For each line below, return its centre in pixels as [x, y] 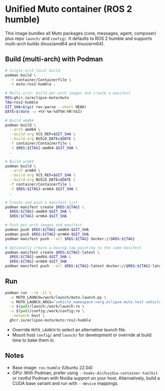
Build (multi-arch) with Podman [54, 59]
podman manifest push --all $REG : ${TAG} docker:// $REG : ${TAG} [70, 239]
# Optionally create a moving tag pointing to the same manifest [73, 248]
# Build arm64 [20, 161]
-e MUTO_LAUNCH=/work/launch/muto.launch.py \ [58, 297]
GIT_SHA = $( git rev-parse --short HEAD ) [46, 107]
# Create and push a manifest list [41, 202]
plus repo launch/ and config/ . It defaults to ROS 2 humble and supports [79, 38]
